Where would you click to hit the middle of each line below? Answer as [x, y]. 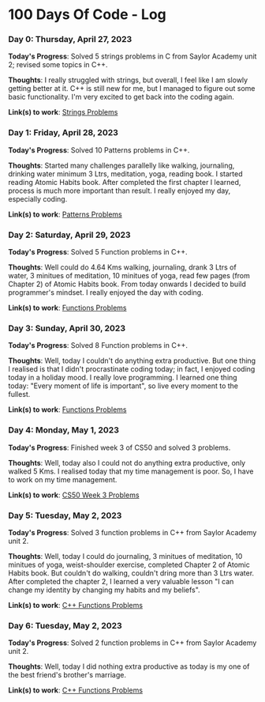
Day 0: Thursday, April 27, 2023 [70, 40]
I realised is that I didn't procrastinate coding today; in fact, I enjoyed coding [132, 369]
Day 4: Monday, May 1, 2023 [64, 430]
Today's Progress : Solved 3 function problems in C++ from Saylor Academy [132, 532]
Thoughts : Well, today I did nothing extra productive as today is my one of [129, 666]
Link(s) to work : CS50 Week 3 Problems [74, 495]
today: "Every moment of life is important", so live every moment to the [123, 386]
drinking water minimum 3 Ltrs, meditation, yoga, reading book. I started [125, 174]
